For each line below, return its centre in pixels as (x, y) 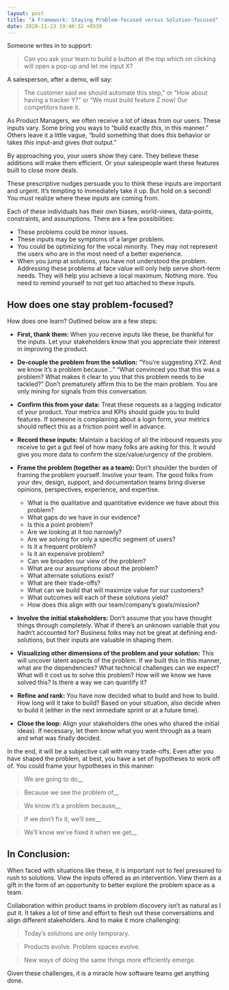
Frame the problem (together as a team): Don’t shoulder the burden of (117, 468)
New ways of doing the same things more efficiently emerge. (110, 960)
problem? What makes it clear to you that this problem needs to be (111, 377)
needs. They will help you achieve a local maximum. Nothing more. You (117, 276)
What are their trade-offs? (64, 583)
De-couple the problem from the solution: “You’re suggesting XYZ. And (119, 362)
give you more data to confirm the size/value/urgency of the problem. (115, 455)
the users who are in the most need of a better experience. (100, 254)
